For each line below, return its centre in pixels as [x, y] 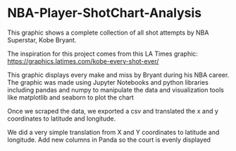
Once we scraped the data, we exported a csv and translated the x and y [113, 111]
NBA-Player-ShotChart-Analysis [105, 13]
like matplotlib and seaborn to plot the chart [70, 97]
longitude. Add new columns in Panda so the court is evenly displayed [109, 140]
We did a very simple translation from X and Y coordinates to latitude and [113, 132]
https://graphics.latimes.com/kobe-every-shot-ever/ [83, 61]
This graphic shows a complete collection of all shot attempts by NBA [108, 32]
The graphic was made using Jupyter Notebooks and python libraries [108, 82]
